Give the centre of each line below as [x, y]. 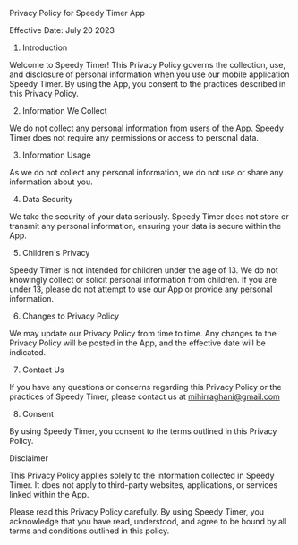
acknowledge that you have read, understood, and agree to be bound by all [148, 521]
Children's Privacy [56, 253]
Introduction [45, 47]
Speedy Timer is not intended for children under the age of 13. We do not [144, 270]
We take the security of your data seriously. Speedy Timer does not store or [149, 217]
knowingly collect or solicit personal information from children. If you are [143, 280]
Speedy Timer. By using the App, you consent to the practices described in [148, 84]
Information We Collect [64, 111]
